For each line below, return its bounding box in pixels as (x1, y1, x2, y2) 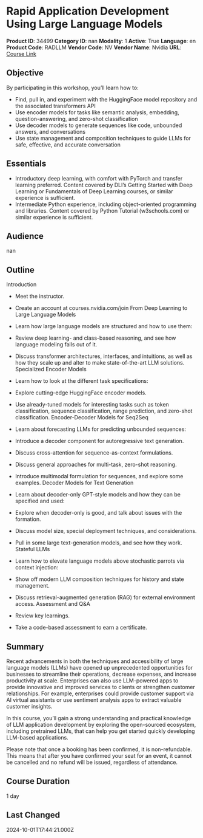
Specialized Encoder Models (15, 366, 87, 373)
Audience (6, 231, 44, 241)
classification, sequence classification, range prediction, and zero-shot (15, 407, 193, 414)
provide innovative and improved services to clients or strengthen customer (6, 684, 195, 690)
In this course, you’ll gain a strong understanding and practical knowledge (6, 715, 191, 721)
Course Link (6, 50, 36, 57)
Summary (6, 641, 44, 651)
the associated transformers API (15, 102, 96, 109)
